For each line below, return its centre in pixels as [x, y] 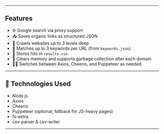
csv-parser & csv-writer [36, 122]
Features [19, 18]
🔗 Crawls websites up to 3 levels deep [51, 43]
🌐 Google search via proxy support [47, 30]
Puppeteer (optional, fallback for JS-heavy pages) [62, 111]
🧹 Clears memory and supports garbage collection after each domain [82, 59]
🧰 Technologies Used [38, 84]
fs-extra [20, 116]
